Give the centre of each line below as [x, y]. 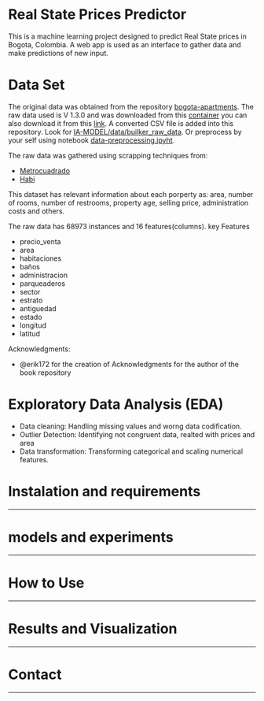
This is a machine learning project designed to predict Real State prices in [128, 36]
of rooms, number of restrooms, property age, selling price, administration [128, 202]
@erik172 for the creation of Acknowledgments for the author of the [129, 364]
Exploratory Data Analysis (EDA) [116, 404]
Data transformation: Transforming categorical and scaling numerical [131, 451]
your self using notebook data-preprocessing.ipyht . [92, 140]
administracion [44, 275]
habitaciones [40, 258]
